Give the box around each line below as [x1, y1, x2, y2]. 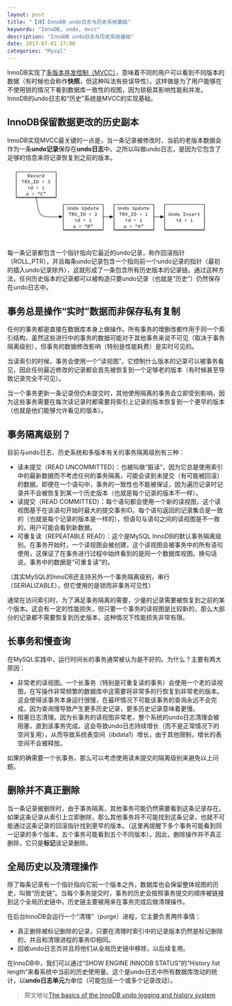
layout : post [7, 11, 45, 18]
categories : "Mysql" [7, 48, 67, 55]
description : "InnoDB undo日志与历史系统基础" [7, 33, 135, 40]
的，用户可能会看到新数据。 [17, 523, 97, 532]
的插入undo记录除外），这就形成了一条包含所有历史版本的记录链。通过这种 [7, 266, 219, 274]
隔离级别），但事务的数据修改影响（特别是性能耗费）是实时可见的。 [7, 342, 198, 351]
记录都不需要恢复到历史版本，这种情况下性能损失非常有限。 [19, 613, 188, 622]
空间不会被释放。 [17, 738, 66, 747]
